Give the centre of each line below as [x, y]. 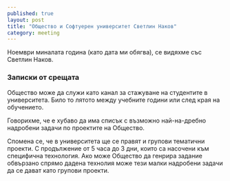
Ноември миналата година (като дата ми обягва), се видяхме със [104, 52]
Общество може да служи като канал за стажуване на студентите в [107, 92]
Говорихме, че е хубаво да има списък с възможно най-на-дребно [107, 120]
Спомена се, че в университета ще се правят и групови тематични [106, 141]
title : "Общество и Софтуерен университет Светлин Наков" [92, 26]
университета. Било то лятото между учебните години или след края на [114, 100]
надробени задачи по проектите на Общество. [76, 127]
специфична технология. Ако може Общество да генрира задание [105, 156]
